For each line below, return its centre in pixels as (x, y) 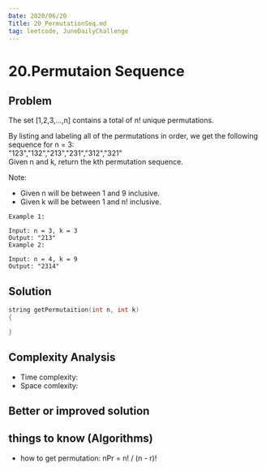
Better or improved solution (79, 411)
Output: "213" (32, 238)
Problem (30, 101)
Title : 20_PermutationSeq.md (58, 24)
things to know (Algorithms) (81, 439)
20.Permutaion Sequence (97, 71)
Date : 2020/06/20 (38, 16)
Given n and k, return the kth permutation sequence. (96, 162)
